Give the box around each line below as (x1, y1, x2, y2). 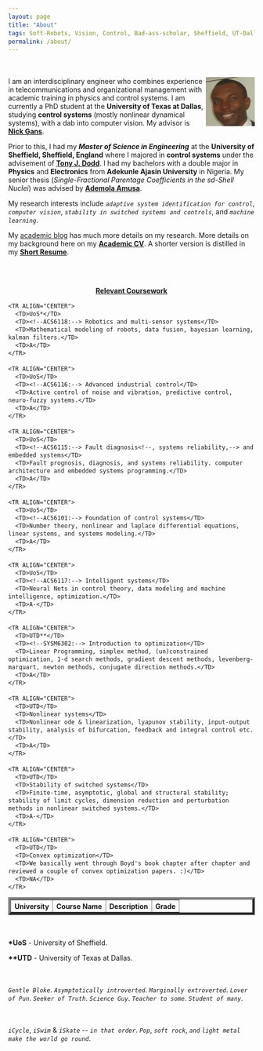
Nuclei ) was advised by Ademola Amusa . (8, 184, 142, 193)
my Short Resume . (8, 247, 69, 257)
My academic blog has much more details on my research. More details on (8, 231, 249, 240)
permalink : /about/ (8, 38, 72, 46)
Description (109, 901, 149, 911)
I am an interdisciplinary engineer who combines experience (8, 77, 203, 86)
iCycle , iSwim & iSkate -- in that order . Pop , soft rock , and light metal (8, 1025, 241, 1035)
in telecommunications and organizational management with (8, 85, 203, 94)
